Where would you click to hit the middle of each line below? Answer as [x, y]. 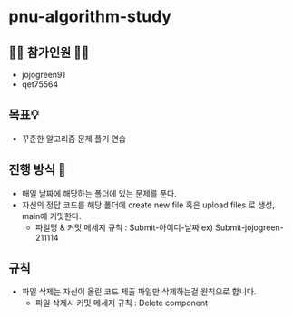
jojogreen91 [43, 75]
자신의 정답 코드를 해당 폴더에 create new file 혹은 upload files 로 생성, [148, 205]
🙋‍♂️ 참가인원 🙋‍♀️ [49, 52]
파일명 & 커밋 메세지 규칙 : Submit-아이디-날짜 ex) [124, 227]
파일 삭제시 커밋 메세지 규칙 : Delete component [122, 303]
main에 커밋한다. [51, 216]
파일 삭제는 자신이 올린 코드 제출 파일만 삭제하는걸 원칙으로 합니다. [139, 292]
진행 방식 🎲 [38, 170]
